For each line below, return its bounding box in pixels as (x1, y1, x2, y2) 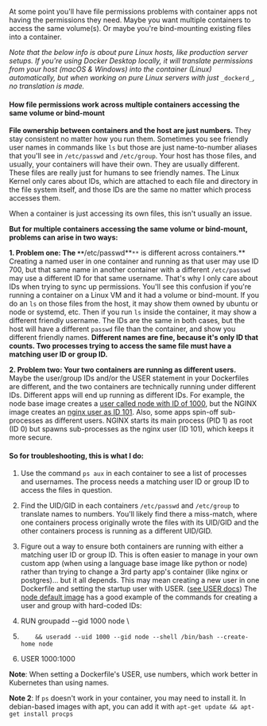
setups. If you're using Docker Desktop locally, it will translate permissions (9, 56, 253, 65)
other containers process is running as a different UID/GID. (20, 526, 213, 536)
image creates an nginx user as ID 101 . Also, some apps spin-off (9, 408, 219, 417)
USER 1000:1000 (20, 654, 75, 664)
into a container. (9, 32, 62, 41)
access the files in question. (20, 486, 113, 495)
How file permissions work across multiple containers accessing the (9, 100, 241, 109)
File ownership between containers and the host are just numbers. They (9, 126, 252, 135)
